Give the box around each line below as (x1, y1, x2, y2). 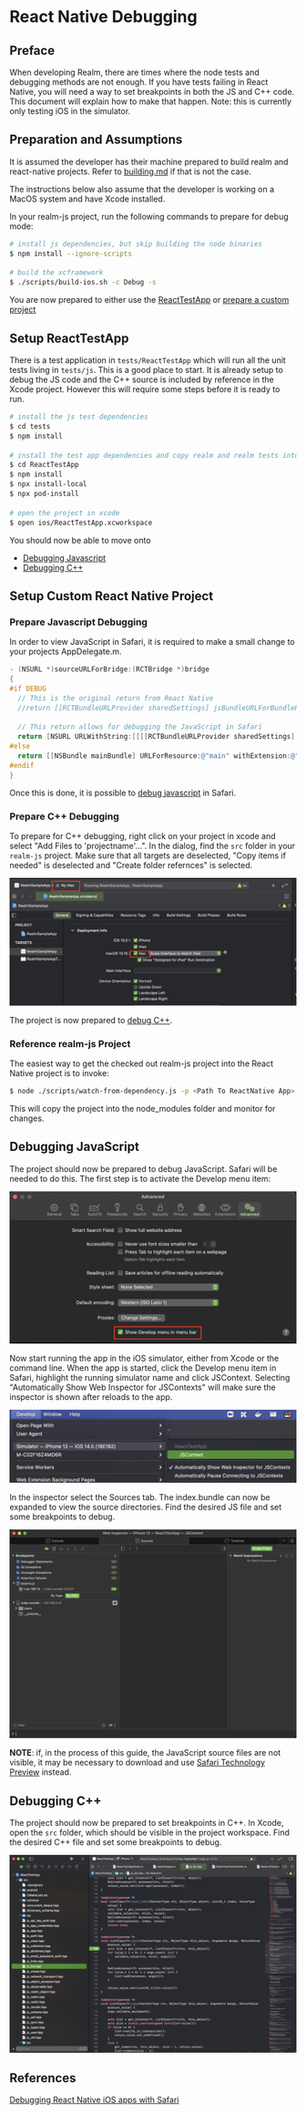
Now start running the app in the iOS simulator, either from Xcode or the (9, 1352, 280, 1363)
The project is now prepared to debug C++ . (9, 1014, 173, 1025)
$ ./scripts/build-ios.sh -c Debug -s (9, 278, 157, 287)
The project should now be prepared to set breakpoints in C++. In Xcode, (9, 1818, 284, 1829)
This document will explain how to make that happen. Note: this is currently (9, 96, 292, 107)
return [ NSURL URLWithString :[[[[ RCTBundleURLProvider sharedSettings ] (17, 732, 296, 741)
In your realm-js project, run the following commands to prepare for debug (9, 211, 289, 222)
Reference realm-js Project (9, 1037, 131, 1050)
